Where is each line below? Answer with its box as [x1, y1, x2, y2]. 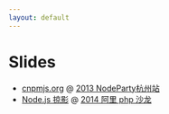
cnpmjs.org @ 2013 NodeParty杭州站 [21, 83, 160, 93]
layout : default [8, 13, 70, 22]
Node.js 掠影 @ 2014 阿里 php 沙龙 [21, 93, 152, 104]
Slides [8, 51, 56, 72]
